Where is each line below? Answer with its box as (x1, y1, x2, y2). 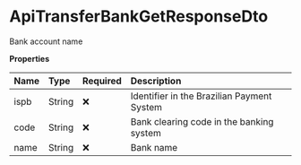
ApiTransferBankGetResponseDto (9, 6, 269, 27)
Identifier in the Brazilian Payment (130, 90, 272, 102)
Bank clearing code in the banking (130, 115, 274, 127)
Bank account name (9, 36, 83, 47)
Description (130, 74, 182, 87)
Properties (9, 53, 50, 64)
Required (82, 74, 123, 87)
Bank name (130, 141, 178, 153)
